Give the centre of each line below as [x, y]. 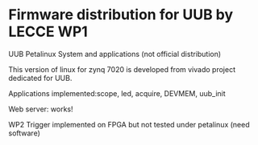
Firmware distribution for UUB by [121, 15]
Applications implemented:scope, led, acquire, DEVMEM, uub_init [117, 93]
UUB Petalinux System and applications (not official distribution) [115, 54]
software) [24, 133]
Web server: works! [41, 109]
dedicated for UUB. [40, 78]
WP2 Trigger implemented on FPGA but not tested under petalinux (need [129, 124]
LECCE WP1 [48, 32]
